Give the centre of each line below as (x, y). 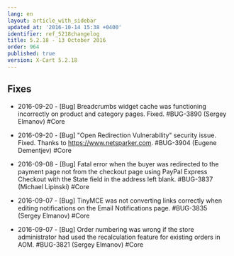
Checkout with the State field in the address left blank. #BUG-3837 (115, 179)
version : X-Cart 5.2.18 (43, 60)
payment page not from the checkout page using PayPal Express (112, 171)
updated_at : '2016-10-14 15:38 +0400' (65, 27)
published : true (31, 54)
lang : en (20, 14)
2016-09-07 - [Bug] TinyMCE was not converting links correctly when (120, 201)
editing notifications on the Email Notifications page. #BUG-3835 (112, 208)
